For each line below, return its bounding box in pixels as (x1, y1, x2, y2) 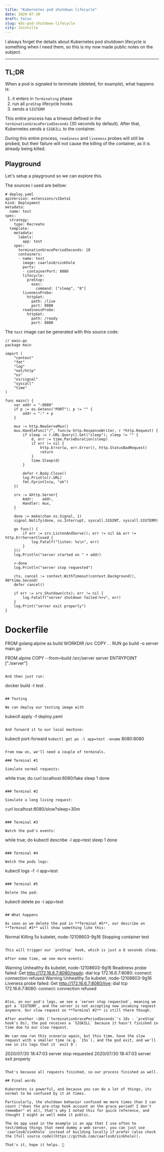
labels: (18, 234, 34, 240)
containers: (18, 251, 42, 257)
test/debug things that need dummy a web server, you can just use (5, 1125, 145, 1130)
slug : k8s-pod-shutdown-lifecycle (5, 21, 76, 26)
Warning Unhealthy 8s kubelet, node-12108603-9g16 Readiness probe (5, 965, 147, 971)
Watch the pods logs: (5, 859, 49, 864)
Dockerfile (5, 624, 49, 635)
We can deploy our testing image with (5, 705, 84, 710)
